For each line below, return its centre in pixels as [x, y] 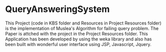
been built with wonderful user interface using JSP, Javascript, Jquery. [78, 44]
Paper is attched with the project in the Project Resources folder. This [77, 33]
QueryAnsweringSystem [57, 9]
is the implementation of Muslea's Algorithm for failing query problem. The [82, 28]
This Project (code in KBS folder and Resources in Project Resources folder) [83, 23]
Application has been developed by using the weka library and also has [78, 39]
